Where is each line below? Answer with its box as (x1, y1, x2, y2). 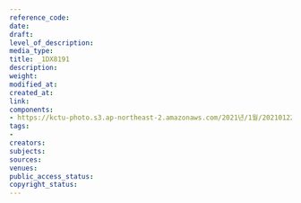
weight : (9, 72, 39, 81)
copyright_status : (9, 181, 78, 190)
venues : (9, 163, 39, 172)
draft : (9, 30, 34, 39)
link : (9, 96, 30, 106)
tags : (9, 122, 30, 131)
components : (9, 105, 54, 114)
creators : (9, 138, 47, 147)
